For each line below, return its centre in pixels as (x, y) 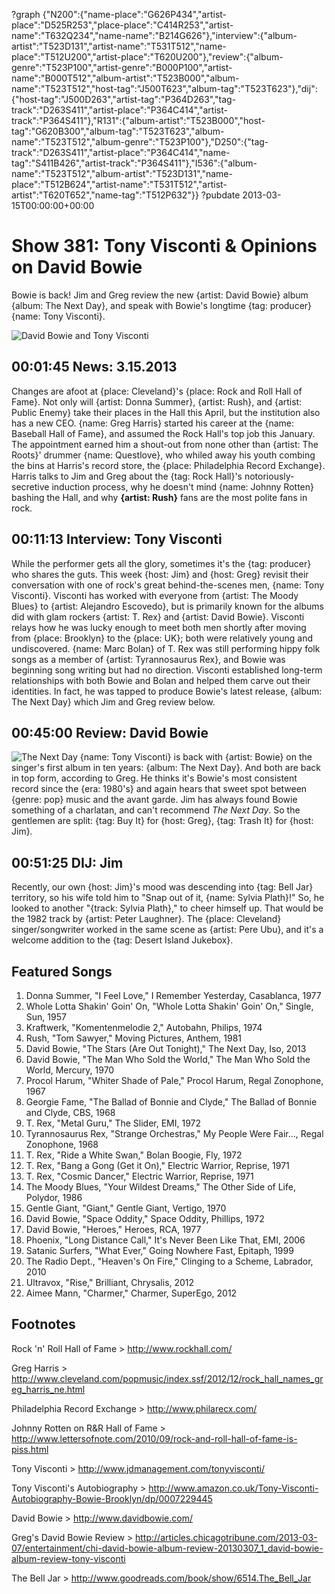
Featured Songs (62, 971)
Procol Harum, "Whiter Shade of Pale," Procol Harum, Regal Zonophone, (174, 1080)
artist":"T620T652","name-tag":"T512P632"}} (105, 195)
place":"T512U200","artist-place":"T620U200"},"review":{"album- (147, 57)
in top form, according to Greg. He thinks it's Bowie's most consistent (154, 778)
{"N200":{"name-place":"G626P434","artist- (135, 14)
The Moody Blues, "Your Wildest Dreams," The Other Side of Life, (160, 1187)
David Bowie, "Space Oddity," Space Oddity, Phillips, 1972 (145, 1218)
